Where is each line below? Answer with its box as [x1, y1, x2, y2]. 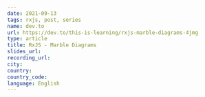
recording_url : [7, 55, 51, 61]
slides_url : [7, 48, 41, 55]
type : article [7, 36, 48, 42]
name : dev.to [7, 23, 45, 29]
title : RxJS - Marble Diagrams [7, 42, 97, 48]
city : [7, 61, 23, 68]
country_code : [7, 73, 48, 81]
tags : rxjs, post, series [7, 16, 81, 23]
